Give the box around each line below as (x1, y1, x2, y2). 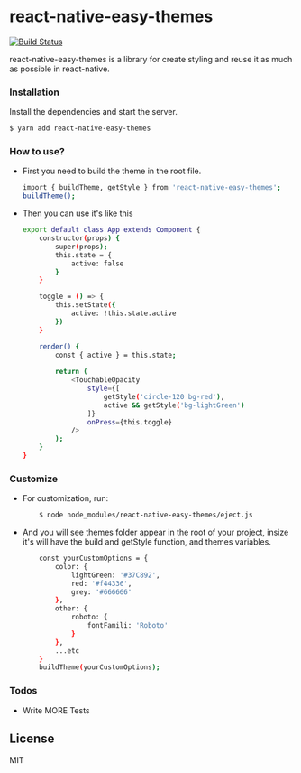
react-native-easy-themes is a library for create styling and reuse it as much (9, 53, 293, 64)
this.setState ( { (55, 301, 116, 310)
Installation (9, 86, 60, 98)
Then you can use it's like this (22, 208, 133, 219)
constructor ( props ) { (39, 234, 120, 243)
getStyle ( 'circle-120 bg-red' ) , (103, 392, 225, 401)
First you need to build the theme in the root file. (22, 165, 202, 177)
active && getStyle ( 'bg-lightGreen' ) (103, 400, 245, 410)
